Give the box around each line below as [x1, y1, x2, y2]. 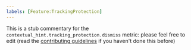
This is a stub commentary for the [6, 25, 89, 32]
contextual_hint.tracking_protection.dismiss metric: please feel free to [6, 31, 186, 38]
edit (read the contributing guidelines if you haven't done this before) [6, 37, 176, 44]
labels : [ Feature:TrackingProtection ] [6, 8, 102, 15]
